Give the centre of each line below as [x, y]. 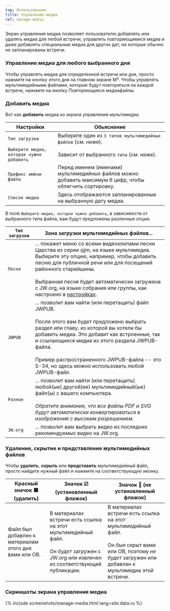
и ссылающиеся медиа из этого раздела [85, 340]
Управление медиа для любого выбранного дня [68, 63]
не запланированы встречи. [35, 50]
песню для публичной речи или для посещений [94, 263]
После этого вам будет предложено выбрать [91, 321]
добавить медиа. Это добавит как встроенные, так [98, 334]
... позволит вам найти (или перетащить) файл [92, 302]
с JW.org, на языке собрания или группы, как [91, 288]
